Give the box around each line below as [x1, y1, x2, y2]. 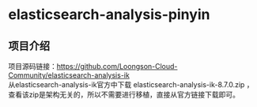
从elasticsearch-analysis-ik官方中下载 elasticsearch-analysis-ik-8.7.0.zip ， [8, 80, 255, 89]
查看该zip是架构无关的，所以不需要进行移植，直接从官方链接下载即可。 [8, 90, 240, 99]
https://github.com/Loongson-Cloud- [56, 62, 178, 71]
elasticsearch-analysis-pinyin [8, 6, 210, 24]
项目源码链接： [8, 62, 57, 71]
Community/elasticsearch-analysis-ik [8, 71, 130, 80]
